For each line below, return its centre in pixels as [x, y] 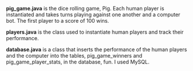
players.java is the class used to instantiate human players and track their [95, 32]
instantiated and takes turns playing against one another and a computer [93, 15]
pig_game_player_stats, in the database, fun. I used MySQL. [78, 62]
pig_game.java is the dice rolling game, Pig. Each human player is [85, 8]
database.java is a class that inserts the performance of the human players [97, 49]
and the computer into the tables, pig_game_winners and [74, 56]
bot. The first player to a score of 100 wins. [58, 21]
